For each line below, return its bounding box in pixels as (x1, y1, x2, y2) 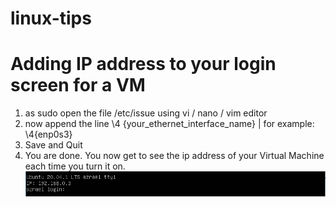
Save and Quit (24, 139, 83, 151)
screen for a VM (10, 74, 146, 97)
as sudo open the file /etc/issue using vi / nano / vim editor (24, 107, 268, 119)
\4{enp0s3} (24, 128, 73, 141)
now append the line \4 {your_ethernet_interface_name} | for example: (24, 118, 315, 130)
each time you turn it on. (24, 160, 126, 172)
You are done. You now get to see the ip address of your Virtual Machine (24, 150, 325, 162)
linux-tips (10, 7, 92, 30)
